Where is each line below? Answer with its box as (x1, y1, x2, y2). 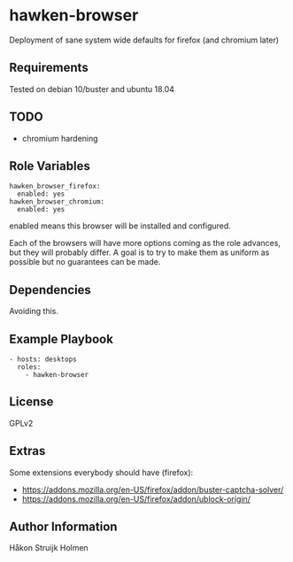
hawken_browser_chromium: (9, 197, 104, 206)
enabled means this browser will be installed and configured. (9, 220, 232, 231)
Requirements (9, 60, 89, 75)
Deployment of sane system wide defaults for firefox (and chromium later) (9, 35, 280, 45)
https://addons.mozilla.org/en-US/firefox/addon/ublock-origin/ (21, 493, 251, 504)
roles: (17, 363, 42, 372)
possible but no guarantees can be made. (9, 257, 161, 267)
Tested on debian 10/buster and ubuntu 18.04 (9, 83, 175, 94)
